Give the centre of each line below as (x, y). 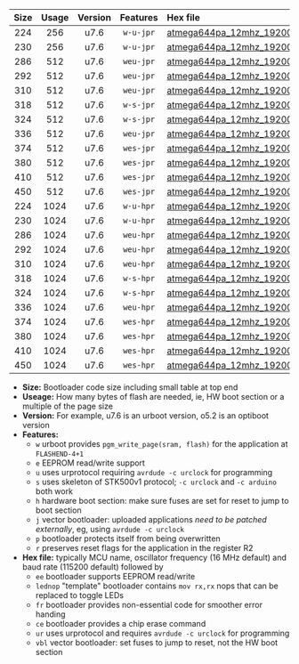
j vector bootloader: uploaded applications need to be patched (151, 519)
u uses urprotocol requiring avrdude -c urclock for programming (154, 472)
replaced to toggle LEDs (80, 595)
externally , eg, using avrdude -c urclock (110, 529)
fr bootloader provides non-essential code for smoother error (149, 605)
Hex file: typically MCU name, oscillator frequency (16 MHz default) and (154, 557)
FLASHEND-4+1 (60, 454)
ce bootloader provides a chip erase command (121, 624)
